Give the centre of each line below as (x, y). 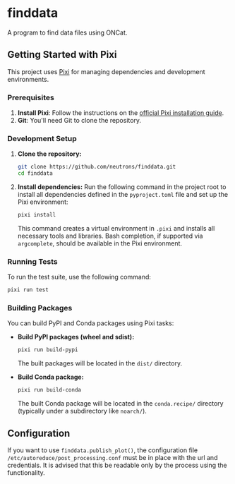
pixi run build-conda (49, 390)
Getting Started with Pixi (62, 55)
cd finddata (35, 174)
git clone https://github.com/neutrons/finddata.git (97, 167)
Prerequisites (31, 97)
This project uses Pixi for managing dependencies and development (107, 71)
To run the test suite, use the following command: (79, 277)
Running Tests (32, 261)
